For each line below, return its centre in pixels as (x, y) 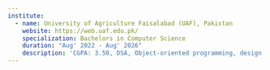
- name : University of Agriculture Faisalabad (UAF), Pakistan (124, 23)
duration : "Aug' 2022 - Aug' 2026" (82, 46)
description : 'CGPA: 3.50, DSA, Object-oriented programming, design (142, 53)
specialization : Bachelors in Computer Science (104, 38)
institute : (26, 16)
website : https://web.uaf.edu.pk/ (80, 31)
